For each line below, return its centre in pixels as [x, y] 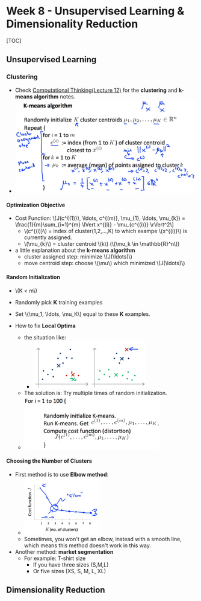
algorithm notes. [55, 96]
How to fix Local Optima [45, 326]
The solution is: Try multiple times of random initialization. [95, 393]
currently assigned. [48, 237]
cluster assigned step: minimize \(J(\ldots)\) [78, 257]
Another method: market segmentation [64, 552]
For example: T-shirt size [55, 558]
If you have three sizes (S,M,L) [71, 565]
